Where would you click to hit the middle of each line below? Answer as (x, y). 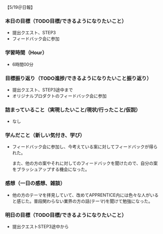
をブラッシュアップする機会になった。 (51, 169)
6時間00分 (23, 64)
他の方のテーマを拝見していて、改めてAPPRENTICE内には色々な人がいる (85, 195)
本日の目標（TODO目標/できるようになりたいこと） (66, 21)
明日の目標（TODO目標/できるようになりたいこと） (66, 215)
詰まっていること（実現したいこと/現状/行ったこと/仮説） (73, 110)
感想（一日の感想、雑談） (35, 184)
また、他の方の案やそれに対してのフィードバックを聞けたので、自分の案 (85, 164)
